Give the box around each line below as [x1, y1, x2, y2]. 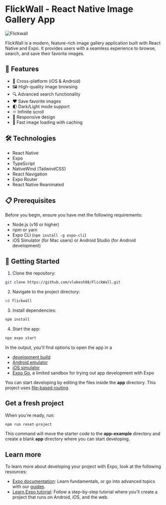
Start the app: [12, 326, 41, 332]
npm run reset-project [5, 422, 52, 427]
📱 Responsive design [12, 114, 55, 120]
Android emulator [12, 359, 48, 365]
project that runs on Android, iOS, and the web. [12, 494, 109, 500]
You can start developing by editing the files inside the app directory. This [5, 379, 156, 385]
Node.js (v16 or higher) [12, 222, 59, 227]
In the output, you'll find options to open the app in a [5, 344, 112, 350]
